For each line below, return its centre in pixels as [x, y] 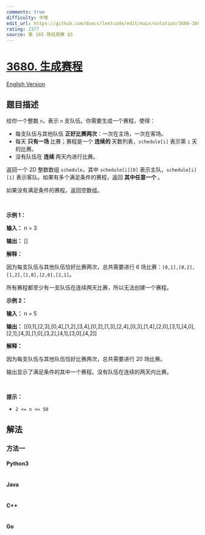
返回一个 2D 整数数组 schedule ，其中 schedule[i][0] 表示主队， [86, 169]
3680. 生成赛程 [45, 67]
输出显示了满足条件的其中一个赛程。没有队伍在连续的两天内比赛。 [89, 372]
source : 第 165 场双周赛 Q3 [40, 35]
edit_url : [19, 23]
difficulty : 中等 [27, 18]
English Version [26, 84]
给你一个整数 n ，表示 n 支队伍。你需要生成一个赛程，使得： [81, 120]
